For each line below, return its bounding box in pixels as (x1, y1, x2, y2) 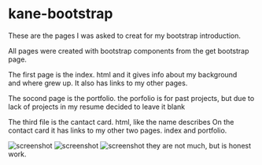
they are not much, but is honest (146, 141, 252, 150)
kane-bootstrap (8, 5, 113, 23)
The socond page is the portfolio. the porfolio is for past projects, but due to (8, 93, 255, 103)
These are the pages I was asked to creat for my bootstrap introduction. (8, 31, 242, 40)
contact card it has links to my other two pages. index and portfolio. (8, 126, 227, 135)
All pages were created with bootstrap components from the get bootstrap (8, 46, 249, 55)
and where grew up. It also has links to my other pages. (8, 78, 188, 88)
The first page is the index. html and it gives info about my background (8, 69, 238, 79)
